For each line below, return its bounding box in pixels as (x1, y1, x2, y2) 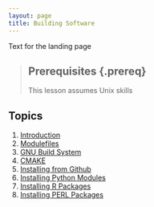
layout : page (8, 11, 52, 20)
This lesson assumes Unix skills (27, 86, 133, 95)
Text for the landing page (8, 41, 92, 51)
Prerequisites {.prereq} (27, 64, 147, 78)
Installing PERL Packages (19, 190, 104, 200)
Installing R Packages (19, 181, 91, 191)
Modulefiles (19, 139, 59, 148)
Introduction (19, 130, 61, 140)
